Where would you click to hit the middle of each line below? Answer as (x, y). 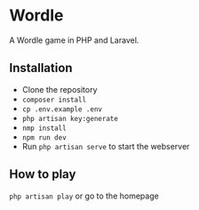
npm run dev (44, 137)
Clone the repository (60, 89)
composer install (54, 100)
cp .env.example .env (62, 109)
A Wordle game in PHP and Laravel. (74, 40)
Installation (41, 68)
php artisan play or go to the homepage (84, 196)
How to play (43, 174)
